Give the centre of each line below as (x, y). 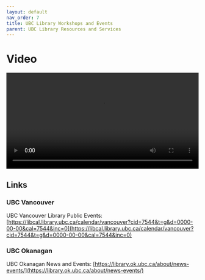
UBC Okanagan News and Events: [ (51, 264)
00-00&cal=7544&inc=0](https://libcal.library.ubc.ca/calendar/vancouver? (100, 228)
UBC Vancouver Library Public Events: (54, 215)
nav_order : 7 (23, 18)
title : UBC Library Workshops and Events (60, 23)
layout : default (27, 12)
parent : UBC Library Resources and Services (64, 29)
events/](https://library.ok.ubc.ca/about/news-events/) (75, 271)
